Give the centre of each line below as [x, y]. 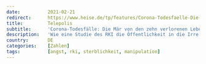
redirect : [19, 18]
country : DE [30, 40]
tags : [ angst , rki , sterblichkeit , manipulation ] [83, 52]
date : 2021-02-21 [41, 12]
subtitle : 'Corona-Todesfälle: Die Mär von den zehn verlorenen [97, 29]
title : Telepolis [39, 23]
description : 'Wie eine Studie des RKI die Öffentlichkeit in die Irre [103, 35]
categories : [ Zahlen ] [38, 46]
